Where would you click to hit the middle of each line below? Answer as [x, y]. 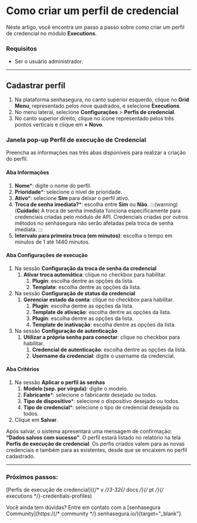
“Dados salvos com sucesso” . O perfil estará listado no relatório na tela [94, 437]
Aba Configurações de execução [47, 255]
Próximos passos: [32, 477]
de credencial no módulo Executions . [52, 33]
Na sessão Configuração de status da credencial [75, 293]
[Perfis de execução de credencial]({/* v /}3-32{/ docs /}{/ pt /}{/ [85, 490]
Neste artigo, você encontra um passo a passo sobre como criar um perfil [95, 27]
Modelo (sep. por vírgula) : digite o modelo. [76, 388]
